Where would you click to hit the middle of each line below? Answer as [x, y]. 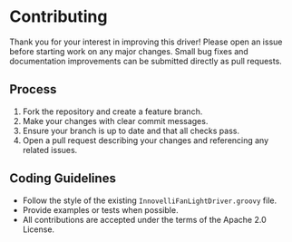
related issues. [50, 150]
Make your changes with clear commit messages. [115, 121]
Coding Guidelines [63, 179]
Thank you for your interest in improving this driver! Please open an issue [146, 42]
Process [33, 89]
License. [39, 229]
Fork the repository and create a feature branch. [112, 111]
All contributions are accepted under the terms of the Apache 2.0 [144, 219]
